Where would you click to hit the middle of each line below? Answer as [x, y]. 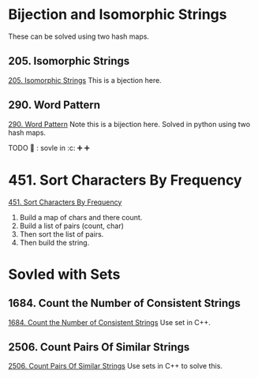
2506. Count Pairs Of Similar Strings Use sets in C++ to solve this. [116, 366]
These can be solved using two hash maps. [79, 36]
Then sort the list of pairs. [62, 234]
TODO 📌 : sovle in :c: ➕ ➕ [49, 148]
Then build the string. [54, 242]
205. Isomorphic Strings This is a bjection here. [85, 80]
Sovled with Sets [64, 274]
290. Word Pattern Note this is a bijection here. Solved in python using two [129, 124]
